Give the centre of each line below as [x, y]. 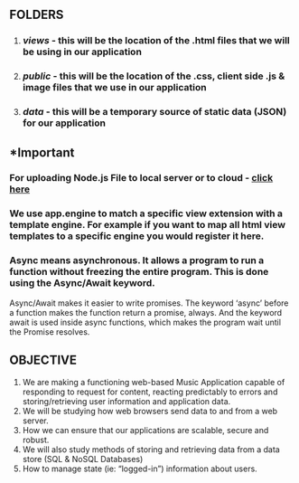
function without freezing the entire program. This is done [139, 272]
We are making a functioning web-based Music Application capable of [154, 382]
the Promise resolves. [50, 331]
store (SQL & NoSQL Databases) [83, 459]
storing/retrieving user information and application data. [126, 401]
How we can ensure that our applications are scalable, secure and [145, 430]
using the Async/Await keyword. [82, 283]
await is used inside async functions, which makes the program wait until [145, 322]
